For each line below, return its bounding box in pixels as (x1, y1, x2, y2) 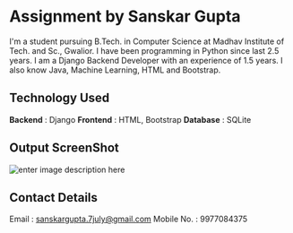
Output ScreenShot (9, 141, 119, 156)
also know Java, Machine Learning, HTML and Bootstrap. (9, 65, 221, 75)
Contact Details (9, 190, 99, 205)
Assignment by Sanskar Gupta (9, 6, 241, 27)
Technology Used (9, 91, 110, 106)
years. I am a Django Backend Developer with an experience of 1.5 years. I (9, 55, 283, 65)
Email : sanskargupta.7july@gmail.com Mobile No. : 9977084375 (9, 213, 248, 225)
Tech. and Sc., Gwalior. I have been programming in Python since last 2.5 (9, 45, 280, 56)
